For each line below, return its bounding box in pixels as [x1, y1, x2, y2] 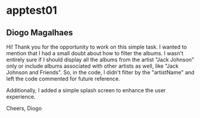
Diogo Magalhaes [6, 28, 73, 38]
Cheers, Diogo [6, 105, 42, 111]
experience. [6, 93, 36, 100]
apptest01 [6, 4, 58, 17]
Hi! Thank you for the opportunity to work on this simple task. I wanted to [6, 43, 187, 50]
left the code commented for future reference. [6, 75, 120, 82]
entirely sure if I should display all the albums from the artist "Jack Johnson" [6, 56, 195, 63]
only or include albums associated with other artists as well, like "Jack [6, 62, 179, 69]
